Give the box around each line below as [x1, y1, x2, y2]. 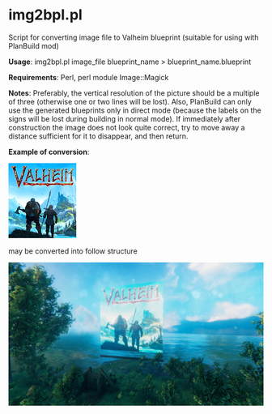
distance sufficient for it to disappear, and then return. [8, 131, 189, 141]
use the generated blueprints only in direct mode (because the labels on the [8, 105, 261, 115]
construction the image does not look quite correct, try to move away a [8, 122, 245, 132]
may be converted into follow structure [8, 245, 138, 256]
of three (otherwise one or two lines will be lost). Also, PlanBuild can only [8, 96, 253, 106]
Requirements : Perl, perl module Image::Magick [8, 72, 169, 82]
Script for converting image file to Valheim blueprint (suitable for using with [8, 32, 259, 42]
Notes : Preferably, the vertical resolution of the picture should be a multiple [8, 87, 260, 98]
